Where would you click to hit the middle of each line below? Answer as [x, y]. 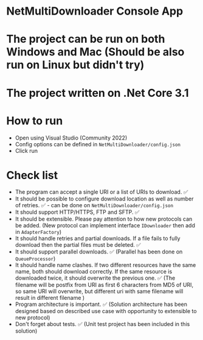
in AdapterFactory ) [38, 232]
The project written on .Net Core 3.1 [98, 93]
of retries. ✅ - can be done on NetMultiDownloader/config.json [94, 205]
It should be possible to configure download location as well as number [104, 199]
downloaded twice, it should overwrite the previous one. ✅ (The [95, 278]
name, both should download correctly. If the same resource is [94, 272]
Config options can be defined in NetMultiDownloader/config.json [98, 144]
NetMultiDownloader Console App [95, 11]
